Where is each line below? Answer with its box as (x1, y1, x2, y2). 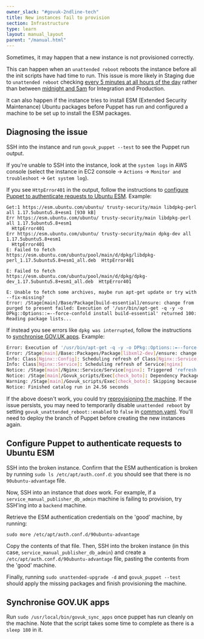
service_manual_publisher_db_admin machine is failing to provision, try (6, 495, 182, 502)
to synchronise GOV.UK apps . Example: (6, 333, 105, 340)
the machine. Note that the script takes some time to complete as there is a (6, 620, 194, 627)
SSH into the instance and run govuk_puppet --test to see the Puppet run (6, 143, 190, 150)
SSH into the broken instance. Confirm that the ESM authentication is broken (6, 464, 198, 471)
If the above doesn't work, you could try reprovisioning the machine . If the (6, 395, 192, 402)
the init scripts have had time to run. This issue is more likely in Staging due (6, 72, 195, 79)
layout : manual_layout (6, 32, 64, 38)
